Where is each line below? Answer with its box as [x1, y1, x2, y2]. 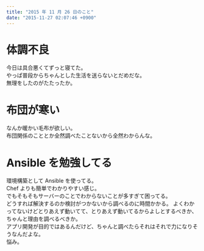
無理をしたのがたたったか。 [6, 79, 76, 87]
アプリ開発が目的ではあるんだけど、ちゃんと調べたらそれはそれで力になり [6, 223, 193, 230]
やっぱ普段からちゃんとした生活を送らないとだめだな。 [6, 71, 145, 79]
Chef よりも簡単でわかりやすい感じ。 [6, 184, 100, 192]
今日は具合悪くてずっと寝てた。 [6, 64, 86, 71]
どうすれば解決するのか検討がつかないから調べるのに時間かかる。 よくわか [6, 200, 195, 208]
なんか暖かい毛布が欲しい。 [6, 125, 76, 132]
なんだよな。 [11, 230, 44, 238]
